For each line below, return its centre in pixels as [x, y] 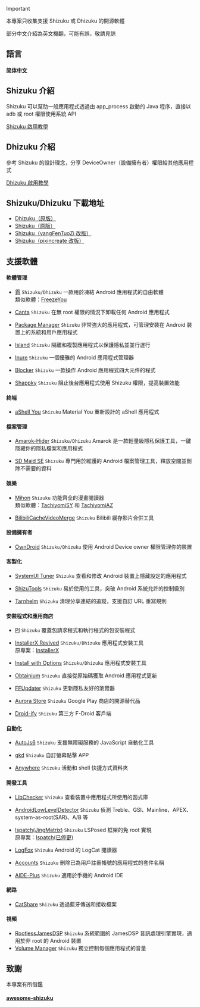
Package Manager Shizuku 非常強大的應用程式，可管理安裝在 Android [100, 325]
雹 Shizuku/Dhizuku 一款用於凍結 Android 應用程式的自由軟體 [89, 292]
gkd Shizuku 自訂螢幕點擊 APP [52, 755]
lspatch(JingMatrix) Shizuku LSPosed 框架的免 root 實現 [83, 830]
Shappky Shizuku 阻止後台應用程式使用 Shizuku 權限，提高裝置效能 [97, 383]
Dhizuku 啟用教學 [27, 182]
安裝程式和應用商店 [30, 616]
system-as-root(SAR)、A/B [48, 817]
